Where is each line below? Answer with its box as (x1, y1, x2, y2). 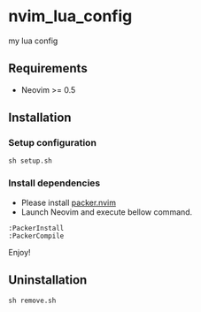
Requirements (8, 61, 88, 76)
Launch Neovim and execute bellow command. (20, 206, 193, 217)
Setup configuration (8, 137, 97, 149)
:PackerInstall (8, 224, 65, 232)
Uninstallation (8, 272, 88, 288)
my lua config (8, 35, 58, 46)
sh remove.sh (8, 296, 57, 305)
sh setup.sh (8, 156, 52, 165)
